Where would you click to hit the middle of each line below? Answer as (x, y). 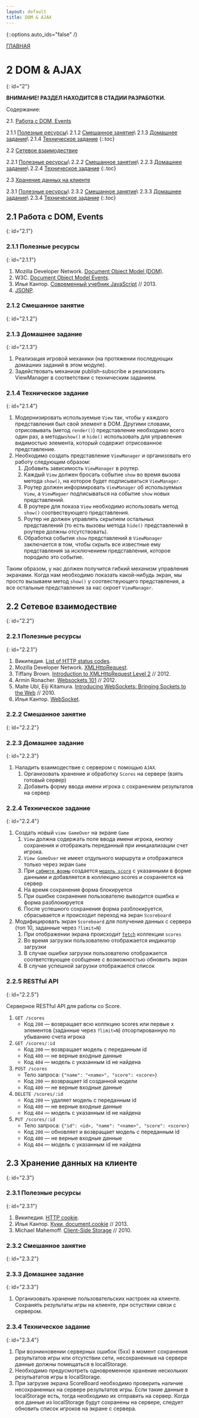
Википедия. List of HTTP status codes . (63, 661)
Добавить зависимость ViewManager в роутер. (82, 468)
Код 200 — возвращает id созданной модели (80, 1081)
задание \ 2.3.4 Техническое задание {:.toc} (61, 198)
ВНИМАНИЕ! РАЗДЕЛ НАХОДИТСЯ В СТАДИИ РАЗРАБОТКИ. (86, 98)
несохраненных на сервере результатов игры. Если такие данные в (101, 1389)
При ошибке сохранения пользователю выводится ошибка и (101, 896)
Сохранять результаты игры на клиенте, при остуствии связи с (96, 1305)
